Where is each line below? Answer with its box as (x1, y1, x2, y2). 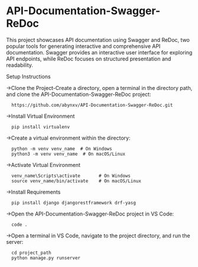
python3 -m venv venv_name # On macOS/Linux (11, 151, 126, 157)
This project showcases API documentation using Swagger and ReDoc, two (6, 36, 190, 43)
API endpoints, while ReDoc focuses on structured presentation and (6, 55, 171, 62)
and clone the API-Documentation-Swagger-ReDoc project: (6, 91, 151, 98)
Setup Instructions (6, 73, 51, 80)
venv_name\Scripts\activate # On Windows (11, 173, 131, 179)
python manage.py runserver (11, 255, 81, 261)
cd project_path (11, 250, 51, 256)
